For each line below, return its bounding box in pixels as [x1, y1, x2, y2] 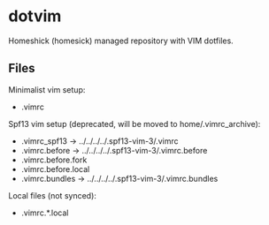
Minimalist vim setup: [8, 84, 86, 94]
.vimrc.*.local [20, 207, 69, 218]
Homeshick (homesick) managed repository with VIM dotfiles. [8, 35, 234, 46]
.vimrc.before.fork [20, 154, 88, 165]
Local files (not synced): [8, 190, 96, 200]
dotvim [8, 6, 62, 26]
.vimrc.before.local [20, 163, 90, 174]
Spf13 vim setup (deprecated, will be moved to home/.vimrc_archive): [8, 118, 261, 129]
